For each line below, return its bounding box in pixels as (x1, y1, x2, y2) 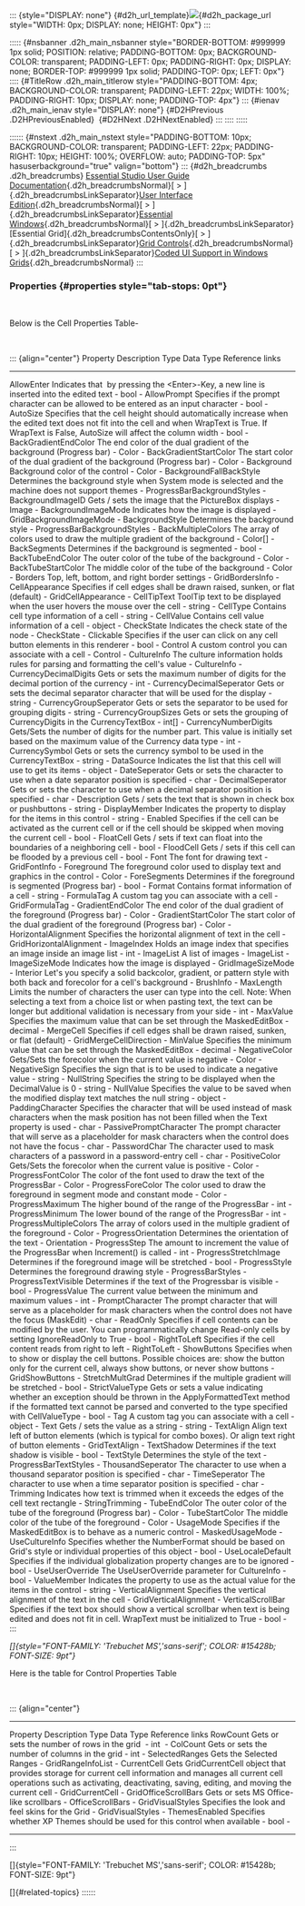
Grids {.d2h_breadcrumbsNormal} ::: (9, 257, 143, 268)
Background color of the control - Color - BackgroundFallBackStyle (9, 466, 261, 476)
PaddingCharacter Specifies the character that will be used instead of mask (9, 1103, 292, 1114)
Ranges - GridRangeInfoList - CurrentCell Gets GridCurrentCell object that (9, 1758, 286, 1769)
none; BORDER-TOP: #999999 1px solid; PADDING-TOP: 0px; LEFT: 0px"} (9, 66, 285, 76)
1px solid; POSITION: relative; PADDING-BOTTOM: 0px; (9, 46, 215, 57)
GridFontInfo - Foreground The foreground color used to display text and (9, 861, 281, 872)
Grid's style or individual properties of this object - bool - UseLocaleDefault (9, 1546, 292, 1557)
